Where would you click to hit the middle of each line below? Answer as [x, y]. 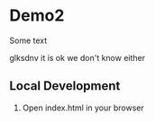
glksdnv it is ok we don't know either [77, 57]
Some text [28, 40]
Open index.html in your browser [83, 108]
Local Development [65, 86]
